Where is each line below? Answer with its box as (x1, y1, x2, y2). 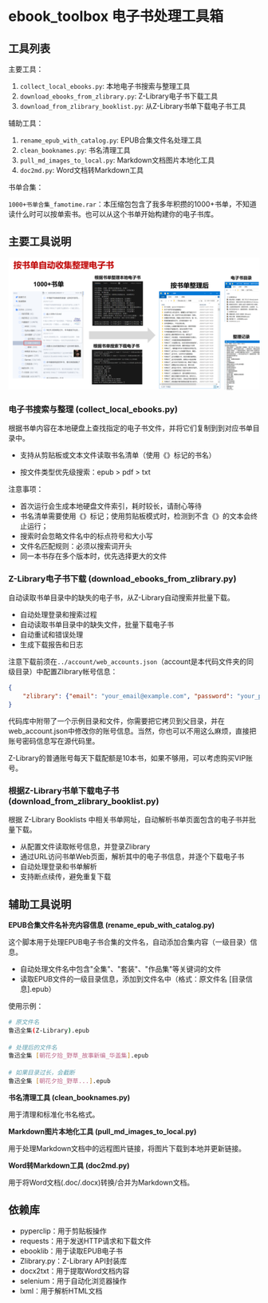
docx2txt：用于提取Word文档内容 (19, 1265, 130, 1276)
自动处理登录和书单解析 (19, 861, 97, 872)
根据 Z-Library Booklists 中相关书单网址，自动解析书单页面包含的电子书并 (8, 815, 250, 825)
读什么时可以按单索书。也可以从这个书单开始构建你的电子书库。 (8, 210, 218, 218)
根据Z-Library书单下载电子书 (8, 785, 120, 796)
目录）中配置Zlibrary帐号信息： (14, 667, 118, 677)
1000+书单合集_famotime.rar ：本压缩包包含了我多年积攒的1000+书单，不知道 (8, 199, 257, 209)
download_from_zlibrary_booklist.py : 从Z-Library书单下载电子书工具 (19, 102, 246, 110)
